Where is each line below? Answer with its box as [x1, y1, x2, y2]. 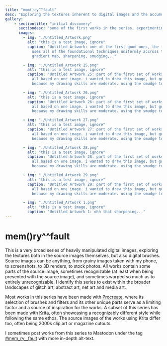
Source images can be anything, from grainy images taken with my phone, [5, 257, 158, 264]
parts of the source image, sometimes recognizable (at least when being [5, 268, 154, 274]
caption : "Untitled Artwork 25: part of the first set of [27, 72, 150, 77]
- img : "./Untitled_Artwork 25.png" [23, 63, 99, 68]
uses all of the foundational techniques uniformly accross [31, 49, 159, 54]
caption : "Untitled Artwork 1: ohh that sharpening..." [27, 210, 146, 215]
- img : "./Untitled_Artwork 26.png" [23, 90, 99, 95]
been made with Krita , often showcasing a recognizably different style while [5, 310, 161, 316]
